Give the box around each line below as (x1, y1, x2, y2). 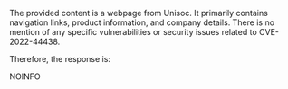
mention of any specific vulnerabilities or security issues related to (9, 27, 258, 37)
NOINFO (9, 71, 41, 82)
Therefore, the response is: (9, 54, 111, 64)
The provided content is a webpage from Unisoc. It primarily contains (9, 8, 269, 18)
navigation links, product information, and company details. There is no (9, 17, 274, 28)
